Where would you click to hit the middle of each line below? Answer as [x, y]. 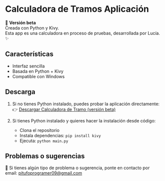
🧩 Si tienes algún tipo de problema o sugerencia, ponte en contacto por [78, 168]
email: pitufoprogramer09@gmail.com [44, 173]
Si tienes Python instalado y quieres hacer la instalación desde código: [84, 121]
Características [29, 54]
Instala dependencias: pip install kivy [60, 135]
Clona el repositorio [40, 130]
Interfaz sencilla [29, 66]
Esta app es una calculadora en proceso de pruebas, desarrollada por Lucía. [82, 33]
